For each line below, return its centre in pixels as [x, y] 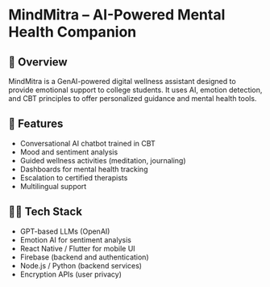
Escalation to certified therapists [74, 177]
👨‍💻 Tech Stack [46, 212]
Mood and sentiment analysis [69, 152]
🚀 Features [36, 124]
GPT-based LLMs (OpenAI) [65, 231]
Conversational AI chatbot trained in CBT [87, 143]
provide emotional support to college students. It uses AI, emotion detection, [135, 90]
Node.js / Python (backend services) [81, 265]
